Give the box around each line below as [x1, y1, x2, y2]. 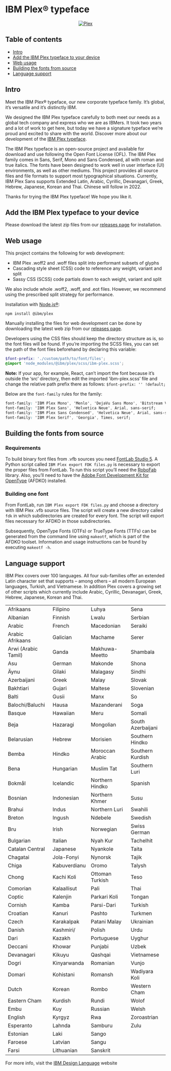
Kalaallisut [52, 885, 77, 892]
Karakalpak [52, 918, 80, 925]
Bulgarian [8, 837, 31, 845]
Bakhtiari [8, 685, 29, 692]
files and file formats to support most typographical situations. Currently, [5, 172, 158, 179]
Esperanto [8, 1022, 33, 1029]
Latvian [52, 1039, 70, 1046]
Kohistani [52, 971, 75, 978]
